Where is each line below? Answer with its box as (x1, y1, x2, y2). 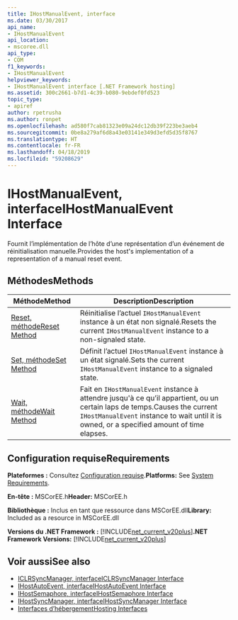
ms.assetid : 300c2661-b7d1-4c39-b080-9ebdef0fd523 (7, 89, 160, 96)
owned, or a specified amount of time (79, 419, 204, 429)
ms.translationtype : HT (7, 135, 78, 142)
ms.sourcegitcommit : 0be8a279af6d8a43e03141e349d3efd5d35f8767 (7, 129, 198, 136)
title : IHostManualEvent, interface (7, 10, 115, 18)
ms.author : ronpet (7, 115, 62, 123)
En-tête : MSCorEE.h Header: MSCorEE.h (7, 492, 127, 501)
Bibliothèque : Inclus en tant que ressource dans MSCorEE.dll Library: (7, 506, 212, 514)
